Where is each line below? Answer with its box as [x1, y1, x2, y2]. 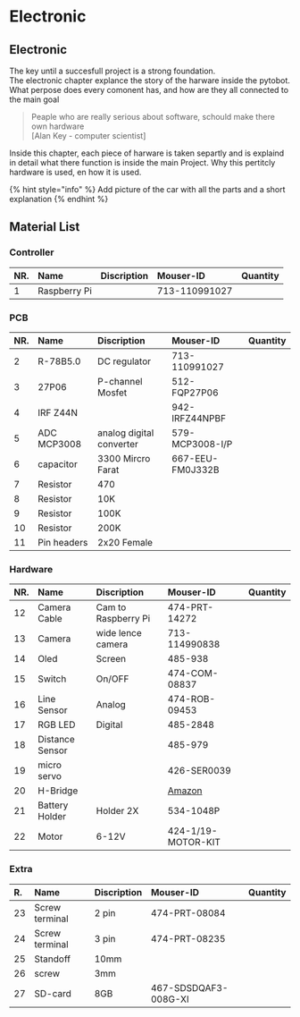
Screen [96, 653, 127, 665]
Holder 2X [96, 805, 139, 818]
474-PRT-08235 [150, 932, 226, 945]
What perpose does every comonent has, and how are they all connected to [9, 85, 288, 95]
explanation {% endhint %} [9, 194, 109, 204]
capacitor [37, 458, 78, 470]
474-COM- [167, 667, 219, 680]
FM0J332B [171, 463, 220, 476]
